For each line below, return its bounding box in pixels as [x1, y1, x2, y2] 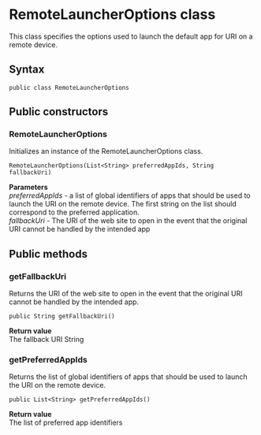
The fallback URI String [9, 335, 84, 344]
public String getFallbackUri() [9, 313, 115, 321]
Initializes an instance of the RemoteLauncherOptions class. [9, 147, 203, 156]
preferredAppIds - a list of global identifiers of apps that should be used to [9, 191, 251, 200]
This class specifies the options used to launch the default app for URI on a [9, 32, 253, 41]
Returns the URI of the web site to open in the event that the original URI [9, 289, 243, 299]
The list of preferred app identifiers [9, 418, 123, 427]
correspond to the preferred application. [9, 207, 140, 217]
